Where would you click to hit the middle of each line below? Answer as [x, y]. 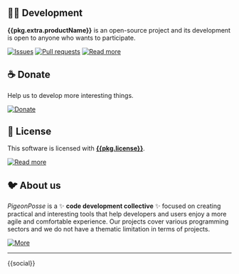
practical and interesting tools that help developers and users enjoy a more [117, 214]
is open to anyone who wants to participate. [71, 38]
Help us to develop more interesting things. [70, 95]
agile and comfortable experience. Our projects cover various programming [118, 221]
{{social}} [21, 263]
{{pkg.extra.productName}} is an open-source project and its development [119, 30]
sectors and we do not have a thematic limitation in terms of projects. [109, 229]
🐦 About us [34, 185]
